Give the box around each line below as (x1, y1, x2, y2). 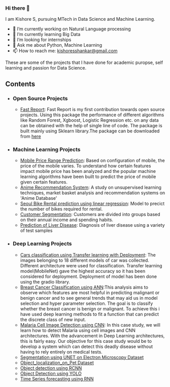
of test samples (20, 228, 53, 234)
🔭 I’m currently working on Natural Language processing (12, 26, 131, 32)
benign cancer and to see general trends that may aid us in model (20, 295, 158, 301)
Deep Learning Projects (12, 240, 72, 248)
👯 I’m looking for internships (12, 37, 72, 43)
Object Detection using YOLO (20, 370, 82, 376)
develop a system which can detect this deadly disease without (20, 343, 153, 349)
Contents (5, 80, 36, 88)
